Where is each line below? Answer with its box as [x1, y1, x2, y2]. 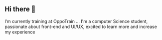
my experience [4, 28, 35, 35]
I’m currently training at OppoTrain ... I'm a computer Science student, [4, 18, 148, 24]
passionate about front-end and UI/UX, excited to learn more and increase [4, 23, 158, 29]
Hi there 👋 [4, 5, 36, 13]
